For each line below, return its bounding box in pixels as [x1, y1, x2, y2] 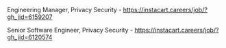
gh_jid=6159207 [7, 13, 53, 21]
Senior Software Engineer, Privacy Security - [7, 26, 134, 34]
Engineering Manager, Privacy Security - [7, 6, 122, 14]
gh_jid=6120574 [7, 33, 53, 41]
